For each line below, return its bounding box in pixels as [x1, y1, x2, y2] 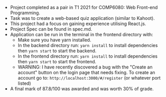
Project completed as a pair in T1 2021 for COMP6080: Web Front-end [10, 5, 158, 10]
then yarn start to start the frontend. [17, 59, 97, 64]
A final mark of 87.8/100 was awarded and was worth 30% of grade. [10, 86, 154, 91]
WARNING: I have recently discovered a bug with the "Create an [17, 64, 153, 70]
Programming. [10, 10, 40, 16]
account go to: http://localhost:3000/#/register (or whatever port [17, 75, 161, 81]
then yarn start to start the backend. [17, 48, 97, 54]
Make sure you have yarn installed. [17, 37, 91, 43]
